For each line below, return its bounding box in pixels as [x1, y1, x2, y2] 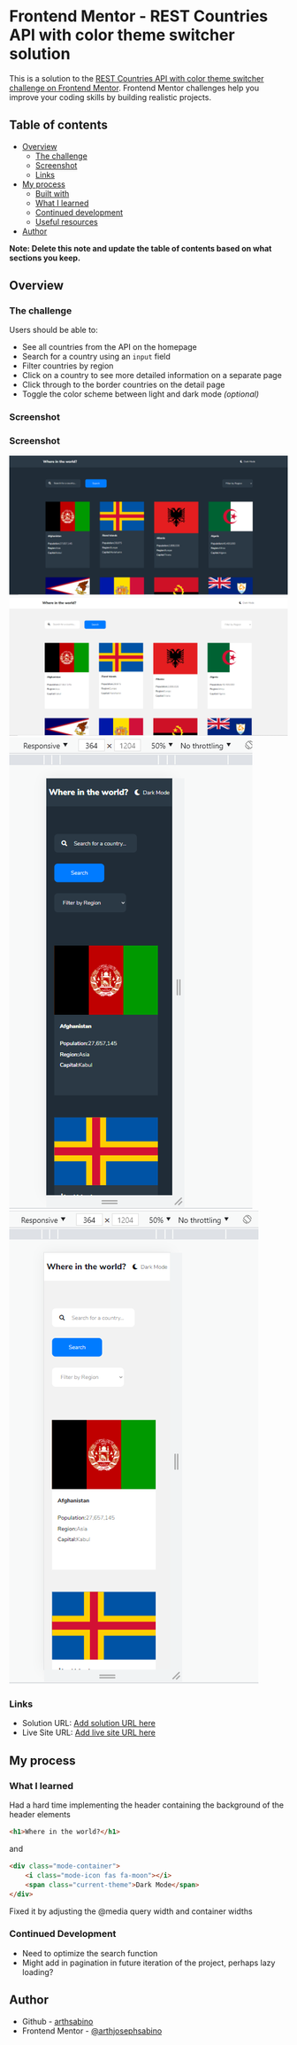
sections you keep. [9, 252, 81, 263]
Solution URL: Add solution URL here [21, 1718, 156, 1729]
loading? [21, 1966, 54, 1977]
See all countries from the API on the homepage [21, 342, 197, 352]
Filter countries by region [21, 360, 114, 371]
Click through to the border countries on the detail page [21, 379, 225, 391]
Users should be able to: [9, 325, 99, 336]
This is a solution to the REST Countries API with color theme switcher [9, 73, 264, 83]
